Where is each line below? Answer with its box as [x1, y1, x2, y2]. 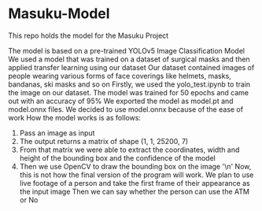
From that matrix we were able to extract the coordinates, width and [19, 145, 240, 154]
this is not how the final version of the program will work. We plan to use [19, 170, 254, 180]
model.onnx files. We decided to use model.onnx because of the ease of [8, 104, 244, 114]
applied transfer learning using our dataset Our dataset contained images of [8, 62, 255, 72]
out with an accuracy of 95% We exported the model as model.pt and [8, 96, 234, 105]
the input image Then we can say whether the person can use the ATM [19, 187, 250, 196]
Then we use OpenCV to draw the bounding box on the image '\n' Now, [19, 161, 252, 171]
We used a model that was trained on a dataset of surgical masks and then [8, 54, 250, 64]
